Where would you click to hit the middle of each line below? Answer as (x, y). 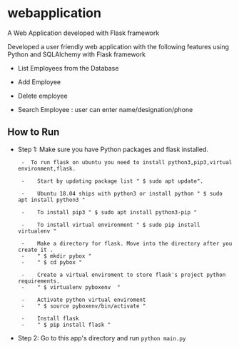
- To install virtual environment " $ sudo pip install (111, 225)
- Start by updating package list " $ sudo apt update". (112, 181)
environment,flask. (47, 168)
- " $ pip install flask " (66, 325)
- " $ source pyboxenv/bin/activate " (83, 306)
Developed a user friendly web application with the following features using (118, 46)
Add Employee (39, 82)
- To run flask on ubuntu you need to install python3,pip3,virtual (127, 162)
